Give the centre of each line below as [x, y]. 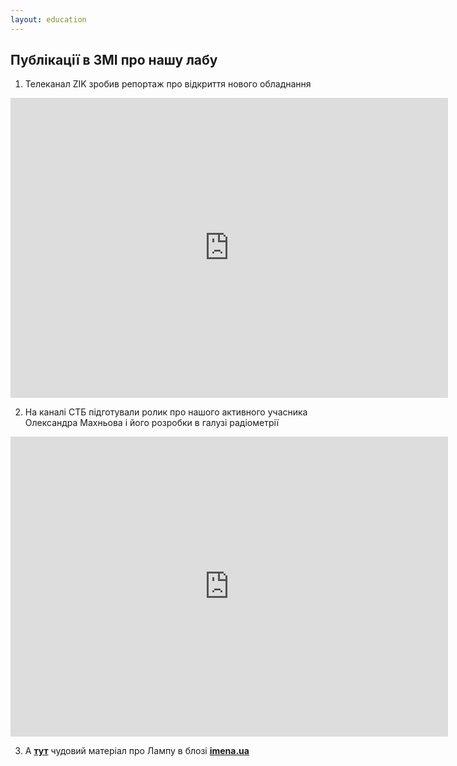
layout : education [48, 19]
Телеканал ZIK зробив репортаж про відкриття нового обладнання [168, 84]
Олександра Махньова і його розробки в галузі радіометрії [152, 423]
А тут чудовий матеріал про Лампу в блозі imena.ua [137, 751]
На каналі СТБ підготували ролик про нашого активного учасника [166, 412]
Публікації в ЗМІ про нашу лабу [114, 60]
